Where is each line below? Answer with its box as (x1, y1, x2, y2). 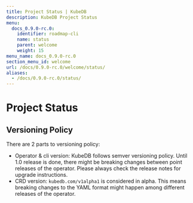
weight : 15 (17, 48, 44, 54)
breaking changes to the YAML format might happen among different (14, 184, 185, 191)
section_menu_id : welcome (6, 59, 71, 64)
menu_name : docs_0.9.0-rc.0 (6, 53, 76, 59)
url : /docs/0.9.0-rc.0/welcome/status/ (6, 64, 106, 70)
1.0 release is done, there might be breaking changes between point (14, 159, 182, 166)
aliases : (6, 70, 28, 76)
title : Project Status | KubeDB (6, 8, 87, 15)
